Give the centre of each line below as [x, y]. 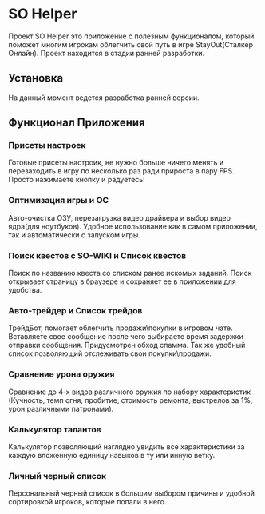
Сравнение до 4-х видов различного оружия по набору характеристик [130, 392]
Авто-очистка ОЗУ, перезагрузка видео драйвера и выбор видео [120, 217]
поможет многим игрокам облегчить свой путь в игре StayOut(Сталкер [131, 44]
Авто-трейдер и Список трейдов [75, 310]
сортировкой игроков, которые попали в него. [87, 502]
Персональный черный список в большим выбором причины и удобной [132, 493]
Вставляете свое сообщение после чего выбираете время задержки [126, 337]
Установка [36, 78]
